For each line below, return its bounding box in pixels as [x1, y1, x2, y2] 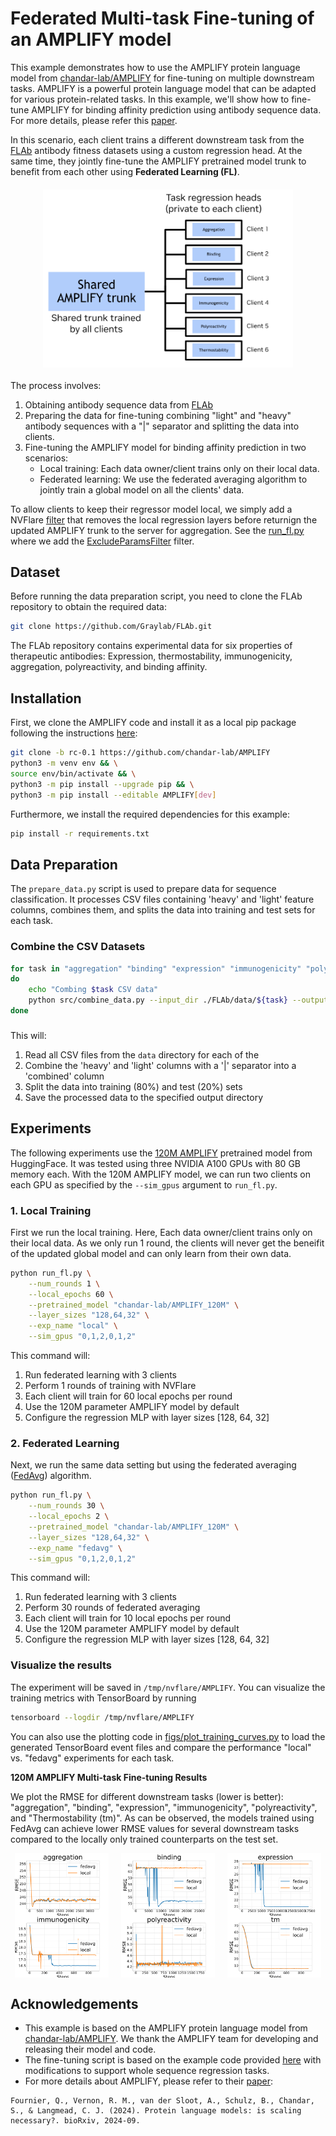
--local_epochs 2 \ [28, 1512, 110, 1522]
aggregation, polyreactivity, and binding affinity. [10, 661, 208, 673]
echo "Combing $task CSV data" [28, 985, 159, 995]
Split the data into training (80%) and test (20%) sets [24, 1080, 243, 1092]
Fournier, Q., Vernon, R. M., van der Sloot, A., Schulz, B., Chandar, [10, 2096, 315, 2106]
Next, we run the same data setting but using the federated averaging [10, 1459, 297, 1471]
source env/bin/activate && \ [10, 768, 137, 779]
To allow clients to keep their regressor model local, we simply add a [10, 503, 293, 515]
